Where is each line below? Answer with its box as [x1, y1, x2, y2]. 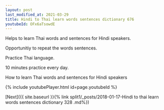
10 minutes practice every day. [5, 65, 69, 71]
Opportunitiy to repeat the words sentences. [5, 45, 97, 51]
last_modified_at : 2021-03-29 [5, 12, 69, 17]
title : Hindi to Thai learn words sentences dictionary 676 [5, 17, 135, 22]
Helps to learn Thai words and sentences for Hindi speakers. [5, 35, 131, 41]
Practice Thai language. [5, 55, 54, 61]
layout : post [5, 7, 33, 13]
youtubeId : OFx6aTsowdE [5, 21, 56, 27]
